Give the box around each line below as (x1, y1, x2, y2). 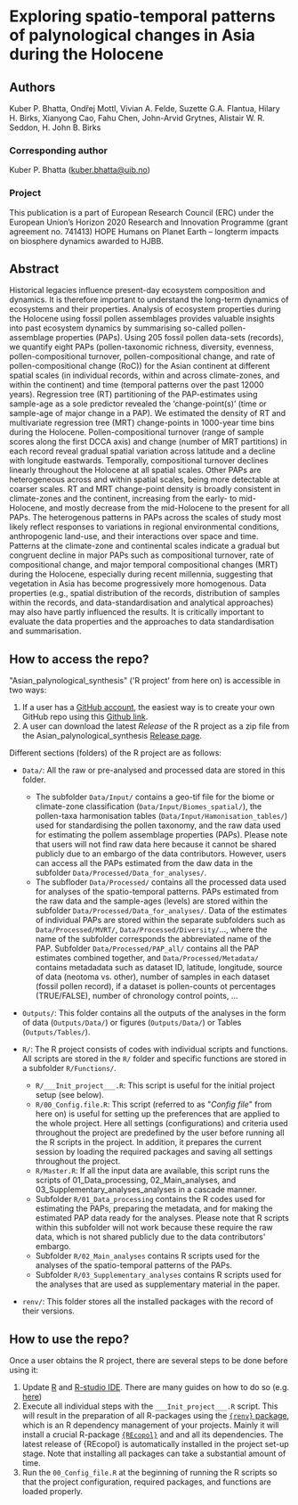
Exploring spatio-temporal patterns (9, 6, 276, 27)
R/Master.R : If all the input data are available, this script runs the (35, 1166, 270, 1176)
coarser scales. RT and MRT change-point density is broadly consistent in (9, 484, 281, 495)
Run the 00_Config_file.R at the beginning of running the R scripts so (21, 1468, 278, 1478)
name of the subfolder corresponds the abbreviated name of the (35, 934, 272, 945)
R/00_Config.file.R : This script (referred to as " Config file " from (35, 1099, 273, 1110)
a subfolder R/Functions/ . (21, 1063, 117, 1074)
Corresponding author (9, 144, 109, 157)
